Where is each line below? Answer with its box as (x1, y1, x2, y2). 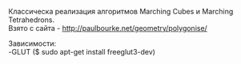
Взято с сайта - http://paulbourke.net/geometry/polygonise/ (8, 24, 208, 32)
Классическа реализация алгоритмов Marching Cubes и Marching (8, 7, 234, 16)
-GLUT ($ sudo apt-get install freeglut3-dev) (8, 47, 156, 56)
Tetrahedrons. (8, 15, 54, 24)
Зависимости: (8, 39, 57, 48)
